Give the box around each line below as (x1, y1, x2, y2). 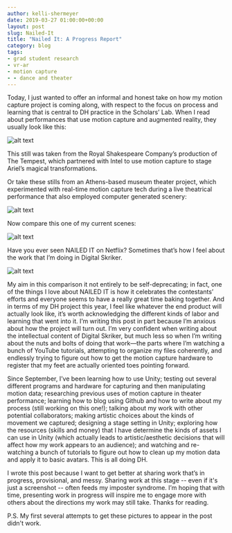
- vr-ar (7, 62, 30, 69)
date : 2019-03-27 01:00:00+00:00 (7, 17, 104, 24)
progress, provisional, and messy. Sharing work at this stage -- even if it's (7, 476, 218, 485)
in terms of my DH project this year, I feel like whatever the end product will (7, 302, 222, 311)
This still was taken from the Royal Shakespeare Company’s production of (7, 150, 217, 158)
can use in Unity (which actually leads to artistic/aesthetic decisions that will (7, 433, 225, 442)
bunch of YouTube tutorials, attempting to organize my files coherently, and (7, 347, 222, 355)
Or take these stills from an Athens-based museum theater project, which (7, 178, 217, 186)
